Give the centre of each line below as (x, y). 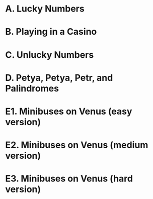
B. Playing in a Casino (51, 32)
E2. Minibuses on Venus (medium (77, 145)
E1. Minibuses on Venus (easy (69, 111)
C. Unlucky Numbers (50, 55)
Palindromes (32, 88)
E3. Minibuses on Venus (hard (69, 179)
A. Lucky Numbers (45, 9)
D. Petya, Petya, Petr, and (59, 78)
